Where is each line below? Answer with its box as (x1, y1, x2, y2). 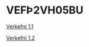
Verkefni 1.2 (6, 34, 36, 41)
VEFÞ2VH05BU (6, 4, 84, 17)
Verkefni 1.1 (6, 23, 34, 30)
